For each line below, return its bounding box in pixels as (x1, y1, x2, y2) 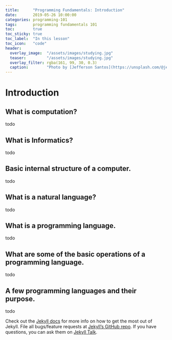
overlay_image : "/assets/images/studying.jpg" (10, 50, 114, 55)
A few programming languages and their (5, 286, 137, 295)
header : (5, 46, 22, 51)
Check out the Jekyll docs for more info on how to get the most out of (5, 318, 153, 324)
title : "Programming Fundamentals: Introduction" (5, 7, 125, 13)
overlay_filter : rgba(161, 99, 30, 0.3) (10, 60, 97, 65)
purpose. (5, 294, 35, 303)
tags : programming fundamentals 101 (5, 22, 97, 27)
